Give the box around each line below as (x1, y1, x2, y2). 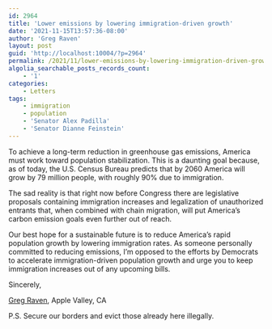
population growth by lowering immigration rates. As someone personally (8, 238, 253, 247)
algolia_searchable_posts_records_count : (8, 65, 151, 73)
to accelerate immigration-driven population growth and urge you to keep (8, 255, 253, 265)
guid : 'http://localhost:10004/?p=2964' (8, 49, 147, 57)
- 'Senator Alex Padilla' (23, 117, 111, 125)
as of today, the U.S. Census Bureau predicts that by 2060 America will (8, 163, 245, 174)
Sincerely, (8, 280, 42, 289)
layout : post (8, 42, 53, 50)
